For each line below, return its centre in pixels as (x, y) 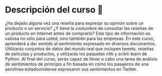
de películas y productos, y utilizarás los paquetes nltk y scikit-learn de (76, 54)
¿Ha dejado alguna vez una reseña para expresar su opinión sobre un (74, 23)
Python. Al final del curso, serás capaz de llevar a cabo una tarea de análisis (81, 59)
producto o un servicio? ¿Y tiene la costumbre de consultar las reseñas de (79, 28)
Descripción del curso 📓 (54, 10)
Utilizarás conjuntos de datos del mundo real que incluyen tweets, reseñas (80, 49)
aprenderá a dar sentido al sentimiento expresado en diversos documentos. (81, 43)
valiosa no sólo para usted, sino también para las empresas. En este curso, (80, 38)
